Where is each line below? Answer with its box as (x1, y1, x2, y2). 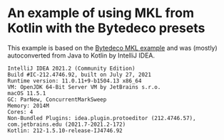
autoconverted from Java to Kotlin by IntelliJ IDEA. (7, 51, 156, 60)
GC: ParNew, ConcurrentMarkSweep (7, 96, 107, 103)
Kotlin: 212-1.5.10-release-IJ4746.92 (7, 126, 123, 134)
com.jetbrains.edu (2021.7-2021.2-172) (7, 121, 126, 128)
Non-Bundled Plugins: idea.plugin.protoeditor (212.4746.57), (7, 114, 196, 122)
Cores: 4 (7, 108, 34, 115)
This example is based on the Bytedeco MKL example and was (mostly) (7, 43, 218, 52)
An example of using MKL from (7, 5, 195, 21)
